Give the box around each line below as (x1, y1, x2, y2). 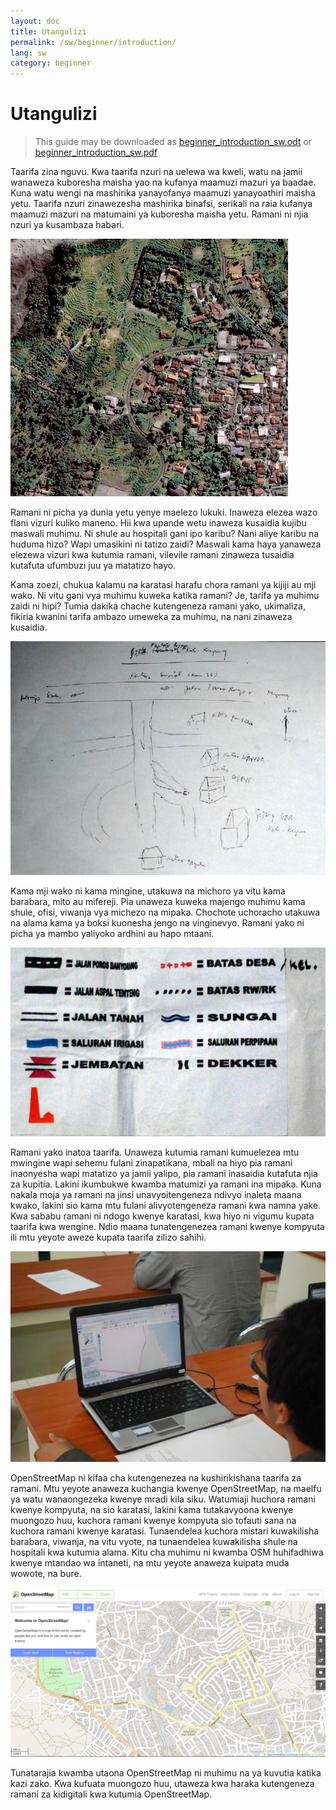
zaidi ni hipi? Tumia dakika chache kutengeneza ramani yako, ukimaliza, (10, 600, 306, 612)
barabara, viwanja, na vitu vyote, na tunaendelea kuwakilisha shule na (10, 1535, 298, 1547)
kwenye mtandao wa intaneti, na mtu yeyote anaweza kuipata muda (10, 1556, 290, 1569)
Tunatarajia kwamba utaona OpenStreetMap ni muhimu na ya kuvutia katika (10, 1767, 322, 1779)
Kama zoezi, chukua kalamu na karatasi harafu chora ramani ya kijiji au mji (10, 579, 317, 591)
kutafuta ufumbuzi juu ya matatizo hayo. (10, 560, 177, 572)
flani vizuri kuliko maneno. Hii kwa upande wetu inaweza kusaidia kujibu (10, 517, 307, 529)
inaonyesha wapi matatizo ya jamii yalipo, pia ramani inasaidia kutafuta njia (10, 1167, 318, 1179)
